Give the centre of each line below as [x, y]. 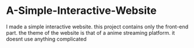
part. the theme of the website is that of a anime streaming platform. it [91, 32]
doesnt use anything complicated [46, 39]
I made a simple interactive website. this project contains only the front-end [97, 27]
